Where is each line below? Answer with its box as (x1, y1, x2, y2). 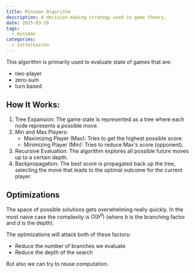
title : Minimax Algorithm (6, 8, 70, 15)
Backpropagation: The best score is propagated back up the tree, (14, 160, 176, 167)
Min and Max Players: (14, 128, 69, 135)
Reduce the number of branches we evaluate (14, 243, 126, 250)
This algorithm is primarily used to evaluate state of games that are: (6, 58, 172, 66)
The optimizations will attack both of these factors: (6, 231, 131, 238)
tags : (6, 25, 20, 32)
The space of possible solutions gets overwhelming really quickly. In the (6, 206, 184, 213)
